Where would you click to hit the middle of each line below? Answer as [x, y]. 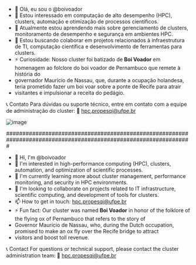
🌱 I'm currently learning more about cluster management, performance [100, 176]
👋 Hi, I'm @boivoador [40, 157]
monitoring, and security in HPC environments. [71, 182]
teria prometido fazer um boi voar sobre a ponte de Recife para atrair [98, 86]
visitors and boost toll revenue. [52, 237]
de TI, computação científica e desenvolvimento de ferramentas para [98, 46]
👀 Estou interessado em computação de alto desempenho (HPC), [93, 15]
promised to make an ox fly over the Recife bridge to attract [87, 231]
